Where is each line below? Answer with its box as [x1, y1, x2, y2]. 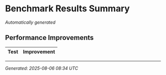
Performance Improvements [5, 34, 94, 42]
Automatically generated [5, 19, 56, 25]
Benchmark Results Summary [5, 3, 130, 14]
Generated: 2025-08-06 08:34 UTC [5, 65, 78, 71]
